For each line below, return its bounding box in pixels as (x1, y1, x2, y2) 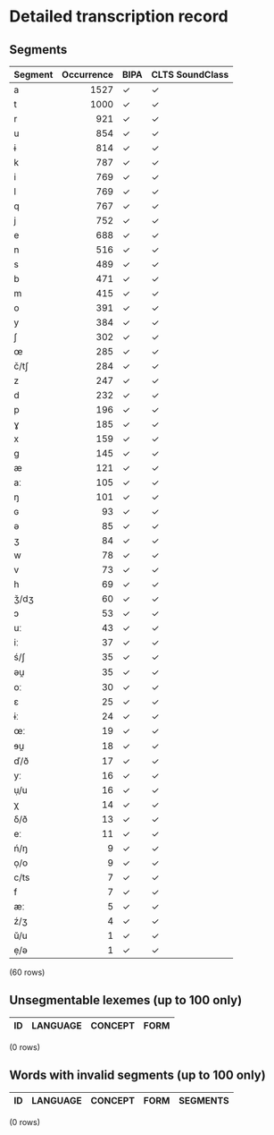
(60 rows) (9, 967, 46, 977)
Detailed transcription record (9, 6, 229, 27)
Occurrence (62, 69, 114, 81)
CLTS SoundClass (151, 69, 229, 81)
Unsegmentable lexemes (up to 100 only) (9, 993, 243, 1008)
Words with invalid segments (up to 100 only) (9, 1068, 266, 1083)
